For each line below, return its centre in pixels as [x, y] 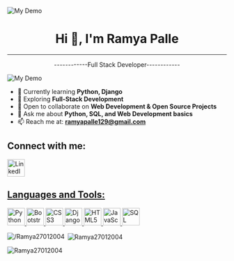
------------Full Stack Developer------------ [117, 64]
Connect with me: [47, 146]
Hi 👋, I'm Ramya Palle [117, 39]
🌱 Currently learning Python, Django [70, 91]
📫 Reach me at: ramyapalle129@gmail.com [81, 121]
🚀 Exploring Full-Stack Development [70, 99]
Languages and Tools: [56, 195]
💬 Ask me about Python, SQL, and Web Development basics [105, 113]
